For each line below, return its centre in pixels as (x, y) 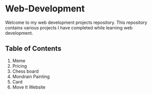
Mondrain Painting (31, 76)
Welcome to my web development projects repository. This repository (76, 22)
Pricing (20, 66)
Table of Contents (33, 48)
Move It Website (29, 87)
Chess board (25, 71)
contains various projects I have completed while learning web (69, 27)
